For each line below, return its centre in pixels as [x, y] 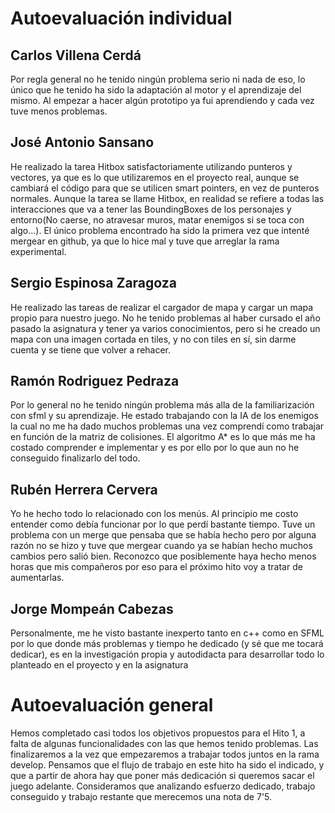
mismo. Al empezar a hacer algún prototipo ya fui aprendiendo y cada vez [162, 100]
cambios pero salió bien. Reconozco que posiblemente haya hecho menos [163, 556]
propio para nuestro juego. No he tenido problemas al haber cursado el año [165, 318]
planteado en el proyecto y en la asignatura [99, 665]
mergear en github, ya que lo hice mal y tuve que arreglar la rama [145, 241]
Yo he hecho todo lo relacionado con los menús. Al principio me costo [154, 514]
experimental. [38, 251]
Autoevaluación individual [121, 18]
